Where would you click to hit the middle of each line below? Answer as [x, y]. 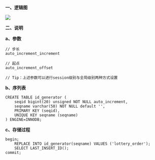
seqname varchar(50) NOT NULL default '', [60, 106]
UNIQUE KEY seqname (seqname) [46, 115]
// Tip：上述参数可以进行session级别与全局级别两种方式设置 [62, 78]
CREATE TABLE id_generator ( [36, 98]
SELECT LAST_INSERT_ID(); [42, 148]
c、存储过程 [18, 130]
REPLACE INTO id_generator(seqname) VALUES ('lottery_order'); [83, 144]
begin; [12, 139]
